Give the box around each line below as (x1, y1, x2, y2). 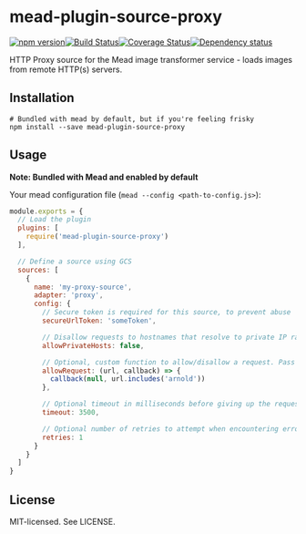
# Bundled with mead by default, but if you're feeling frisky (9, 114, 255, 124)
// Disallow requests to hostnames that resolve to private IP (42, 333, 287, 342)
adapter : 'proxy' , (33, 291, 104, 300)
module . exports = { (9, 207, 84, 216)
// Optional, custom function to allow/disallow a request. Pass (42, 357, 296, 366)
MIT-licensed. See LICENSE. (9, 517, 116, 527)
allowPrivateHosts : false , (42, 341, 145, 350)
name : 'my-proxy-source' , (33, 282, 132, 292)
